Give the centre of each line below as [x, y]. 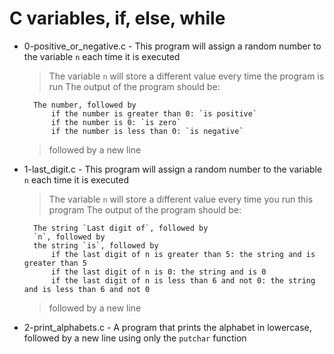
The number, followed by [85, 105]
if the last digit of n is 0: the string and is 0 [158, 272]
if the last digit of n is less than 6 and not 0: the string [183, 280]
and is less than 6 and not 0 [87, 289]
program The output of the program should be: [145, 209]
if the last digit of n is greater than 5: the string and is [183, 254]
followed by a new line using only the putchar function [135, 338]
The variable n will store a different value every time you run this [181, 199]
